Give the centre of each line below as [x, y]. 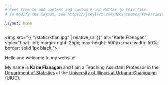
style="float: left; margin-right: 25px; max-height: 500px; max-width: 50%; [82, 43]
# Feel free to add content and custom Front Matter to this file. [77, 10]
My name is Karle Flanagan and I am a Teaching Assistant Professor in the [82, 67]
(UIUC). [13, 78]
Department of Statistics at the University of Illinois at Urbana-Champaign [81, 73]
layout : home [19, 23]
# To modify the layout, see [35, 14]
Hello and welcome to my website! [40, 58]
